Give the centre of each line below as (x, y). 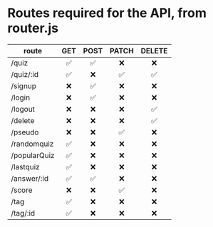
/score (22, 190)
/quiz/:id (25, 74)
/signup (24, 85)
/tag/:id (23, 213)
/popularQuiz (33, 155)
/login (21, 97)
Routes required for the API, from (107, 13)
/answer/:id (30, 178)
